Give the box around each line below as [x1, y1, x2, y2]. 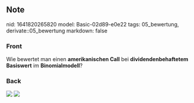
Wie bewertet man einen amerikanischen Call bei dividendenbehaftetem [6, 56, 189, 63]
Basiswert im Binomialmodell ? [6, 62, 83, 69]
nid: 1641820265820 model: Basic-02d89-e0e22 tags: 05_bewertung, [6, 20, 179, 28]
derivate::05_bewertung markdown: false [6, 27, 108, 34]
